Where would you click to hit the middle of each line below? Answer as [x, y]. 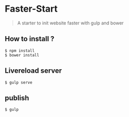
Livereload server [33, 71]
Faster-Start [31, 9]
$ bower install [22, 55]
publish [17, 98]
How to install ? [30, 39]
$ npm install [20, 51]
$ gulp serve [19, 82]
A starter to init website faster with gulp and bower [70, 23]
